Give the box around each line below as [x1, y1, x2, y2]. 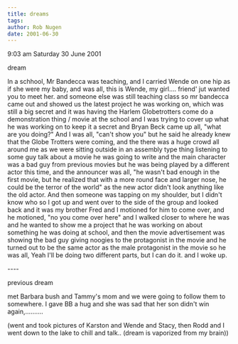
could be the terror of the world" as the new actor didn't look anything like [7, 183, 225, 192]
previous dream [7, 279, 53, 287]
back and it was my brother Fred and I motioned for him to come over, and [7, 205, 225, 214]
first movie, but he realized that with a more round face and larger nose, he [7, 176, 227, 184]
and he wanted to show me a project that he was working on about [7, 221, 203, 230]
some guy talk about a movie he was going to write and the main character [7, 153, 226, 161]
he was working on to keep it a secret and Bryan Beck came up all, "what [7, 122, 222, 131]
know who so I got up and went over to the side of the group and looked [7, 198, 219, 207]
